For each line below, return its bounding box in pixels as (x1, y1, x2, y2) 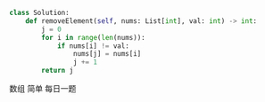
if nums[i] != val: (56, 41, 129, 51)
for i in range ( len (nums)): (41, 33, 145, 42)
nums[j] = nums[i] (72, 50, 142, 59)
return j (41, 67, 74, 75)
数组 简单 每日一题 (9, 83, 77, 93)
